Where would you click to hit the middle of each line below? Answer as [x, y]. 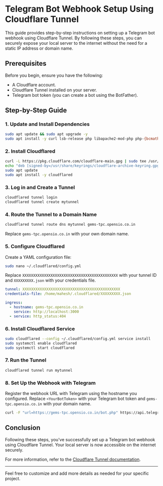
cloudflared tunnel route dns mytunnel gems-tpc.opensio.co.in [70, 225]
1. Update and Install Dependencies [47, 124]
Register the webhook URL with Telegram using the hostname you [71, 394]
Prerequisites [26, 63]
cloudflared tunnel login [31, 198]
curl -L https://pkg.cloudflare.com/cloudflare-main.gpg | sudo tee [76, 162]
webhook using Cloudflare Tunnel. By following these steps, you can [73, 38]
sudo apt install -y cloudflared [39, 175]
